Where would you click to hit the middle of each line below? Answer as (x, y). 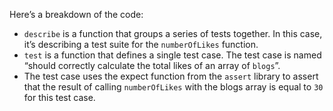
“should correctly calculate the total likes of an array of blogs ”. (152, 65)
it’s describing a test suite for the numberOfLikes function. (141, 44)
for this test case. (59, 97)
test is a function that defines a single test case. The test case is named (172, 55)
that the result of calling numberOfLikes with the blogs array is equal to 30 (173, 87)
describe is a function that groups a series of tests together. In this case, (173, 33)
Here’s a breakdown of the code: (76, 14)
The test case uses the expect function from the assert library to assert (171, 76)
